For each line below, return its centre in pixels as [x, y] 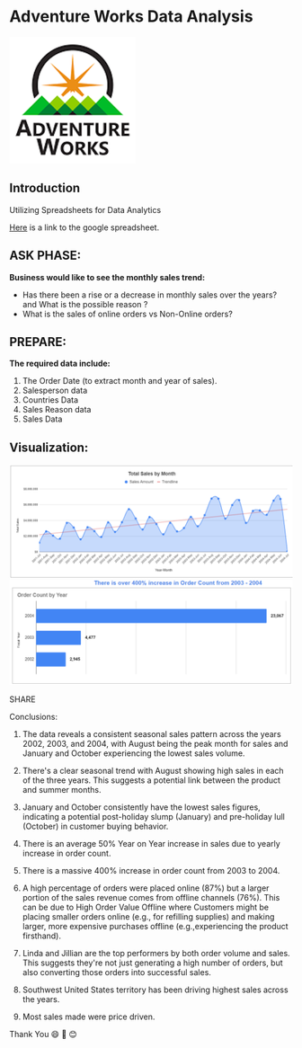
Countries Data [50, 400]
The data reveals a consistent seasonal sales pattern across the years [151, 734]
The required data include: [60, 364]
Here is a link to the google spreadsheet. [84, 227]
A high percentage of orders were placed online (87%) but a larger [146, 888]
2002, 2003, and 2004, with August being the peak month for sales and [155, 744]
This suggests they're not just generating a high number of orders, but [152, 963]
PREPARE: [38, 342]
